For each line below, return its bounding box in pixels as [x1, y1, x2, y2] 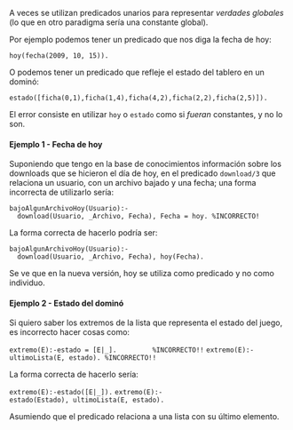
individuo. [9, 277, 46, 288]
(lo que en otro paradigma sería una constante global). [9, 17, 209, 28]
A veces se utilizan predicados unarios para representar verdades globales [9, 8, 284, 18]
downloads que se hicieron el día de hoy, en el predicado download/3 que [9, 168, 277, 179]
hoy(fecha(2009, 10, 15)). [9, 52, 109, 60]
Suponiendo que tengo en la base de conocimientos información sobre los [9, 159, 282, 170]
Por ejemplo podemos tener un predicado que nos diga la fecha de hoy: [9, 35, 273, 44]
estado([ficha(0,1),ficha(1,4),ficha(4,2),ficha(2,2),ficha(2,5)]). [9, 93, 268, 102]
